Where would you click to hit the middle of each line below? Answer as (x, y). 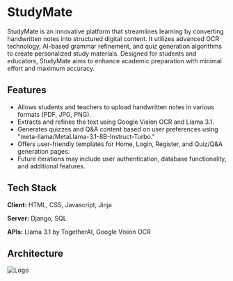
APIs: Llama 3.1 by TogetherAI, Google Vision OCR (79, 232)
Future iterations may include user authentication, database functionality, (122, 159)
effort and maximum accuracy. (51, 68)
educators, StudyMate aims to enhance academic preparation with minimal (115, 61)
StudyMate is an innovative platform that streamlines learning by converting (115, 31)
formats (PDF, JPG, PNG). (54, 114)
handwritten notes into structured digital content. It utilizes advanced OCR (113, 38)
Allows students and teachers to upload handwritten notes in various (115, 107)
